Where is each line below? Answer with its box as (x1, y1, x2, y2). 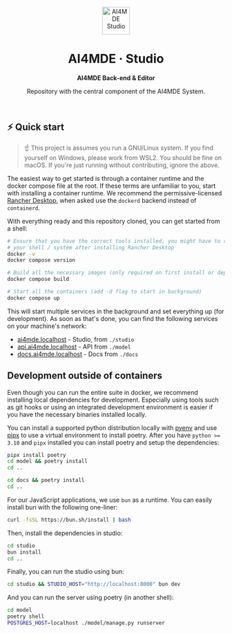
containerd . (7, 204, 40, 212)
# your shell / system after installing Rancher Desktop (7, 244, 175, 251)
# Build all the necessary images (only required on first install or (7, 269, 215, 276)
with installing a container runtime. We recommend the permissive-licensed (7, 188, 222, 197)
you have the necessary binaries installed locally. (7, 410, 147, 418)
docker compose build (7, 276, 70, 283)
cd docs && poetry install (7, 477, 85, 484)
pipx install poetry (7, 451, 67, 458)
